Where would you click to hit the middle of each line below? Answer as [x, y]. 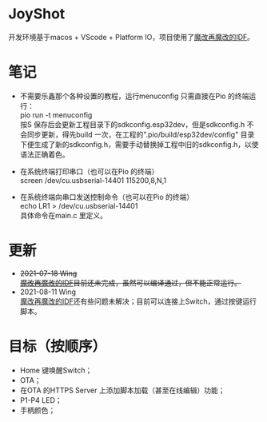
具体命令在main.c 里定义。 [64, 215]
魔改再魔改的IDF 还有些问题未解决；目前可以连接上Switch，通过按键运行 [138, 301]
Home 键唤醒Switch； [56, 370]
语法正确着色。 [44, 154]
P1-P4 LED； [41, 400]
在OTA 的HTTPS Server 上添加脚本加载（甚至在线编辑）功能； [122, 390]
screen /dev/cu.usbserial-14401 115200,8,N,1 [93, 180]
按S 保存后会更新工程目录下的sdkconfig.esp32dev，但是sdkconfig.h [132, 124]
